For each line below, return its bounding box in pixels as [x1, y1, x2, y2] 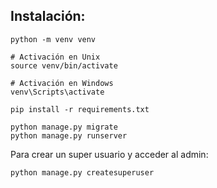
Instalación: [10, 8, 86, 25]
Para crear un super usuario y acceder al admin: [10, 148, 209, 160]
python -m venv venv [10, 34, 97, 44]
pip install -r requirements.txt [10, 104, 150, 114]
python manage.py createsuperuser [10, 167, 155, 178]
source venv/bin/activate [10, 60, 118, 71]
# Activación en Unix [10, 52, 101, 62]
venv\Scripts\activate [10, 87, 105, 97]
